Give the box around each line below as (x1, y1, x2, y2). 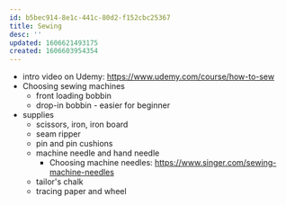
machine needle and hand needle (35, 147, 160, 158)
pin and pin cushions (35, 138, 113, 149)
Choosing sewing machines (22, 81, 126, 92)
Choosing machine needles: (49, 157, 153, 168)
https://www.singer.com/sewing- (154, 157, 277, 168)
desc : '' (9, 30, 42, 39)
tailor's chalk (35, 176, 84, 187)
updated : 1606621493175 (9, 38, 99, 48)
